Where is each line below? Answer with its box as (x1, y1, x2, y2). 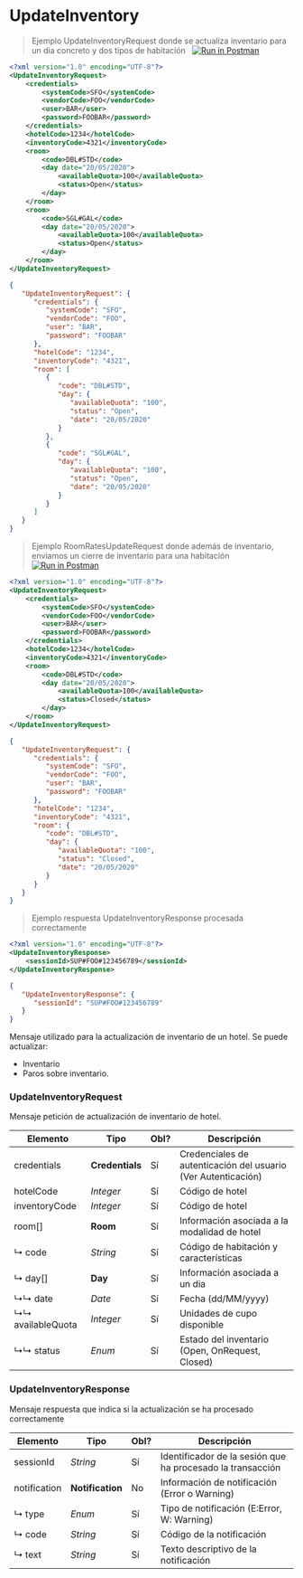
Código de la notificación (160, 1527, 267, 1540)
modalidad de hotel (179, 1226, 262, 1239)
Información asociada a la (179, 1214, 289, 1227)
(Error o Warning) (160, 1487, 234, 1499)
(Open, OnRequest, (179, 1345, 262, 1357)
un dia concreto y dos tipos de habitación (31, 44, 187, 55)
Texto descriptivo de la (160, 1543, 257, 1555)
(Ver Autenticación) (179, 1170, 263, 1183)
